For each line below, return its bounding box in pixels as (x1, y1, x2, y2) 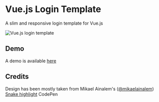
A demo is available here (5, 58, 57, 64)
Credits (5, 72, 29, 81)
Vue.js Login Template (5, 4, 101, 15)
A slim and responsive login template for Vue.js (5, 20, 103, 26)
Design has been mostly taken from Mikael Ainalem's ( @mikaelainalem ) (5, 85, 154, 91)
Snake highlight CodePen (5, 91, 58, 97)
